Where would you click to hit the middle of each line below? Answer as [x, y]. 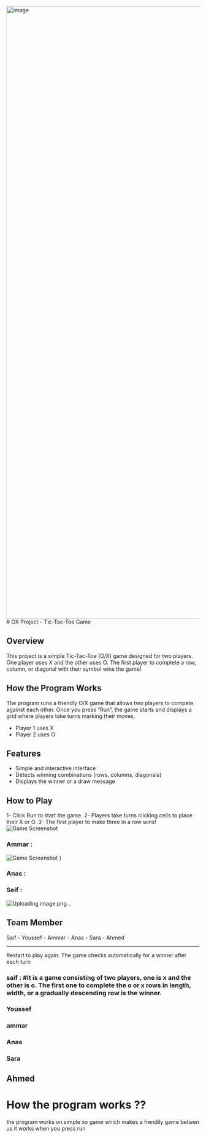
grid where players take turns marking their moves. [71, 716]
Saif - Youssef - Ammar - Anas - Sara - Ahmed [65, 938]
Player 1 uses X [34, 728]
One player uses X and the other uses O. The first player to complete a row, [101, 662]
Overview [25, 641]
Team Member [35, 923]
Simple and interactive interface [55, 768]
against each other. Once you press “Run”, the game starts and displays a [99, 709]
